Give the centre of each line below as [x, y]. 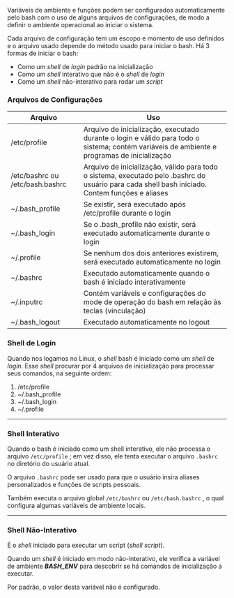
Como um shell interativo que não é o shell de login [91, 74]
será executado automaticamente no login [152, 262]
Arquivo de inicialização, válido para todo [150, 167]
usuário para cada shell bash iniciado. [145, 184]
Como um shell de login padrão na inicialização [85, 67]
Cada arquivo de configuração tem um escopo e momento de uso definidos [116, 38]
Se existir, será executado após [134, 204]
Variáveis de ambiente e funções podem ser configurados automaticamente [116, 10]
